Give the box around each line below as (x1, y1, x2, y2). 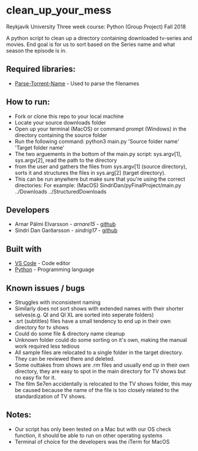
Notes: (6, 410, 31, 420)
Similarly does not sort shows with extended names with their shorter (14, 305, 184, 312)
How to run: (6, 97, 50, 107)
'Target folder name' (14, 144, 65, 151)
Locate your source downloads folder (14, 119, 106, 126)
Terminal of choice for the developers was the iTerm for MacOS (14, 438, 170, 445)
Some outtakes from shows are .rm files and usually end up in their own (14, 361, 190, 368)
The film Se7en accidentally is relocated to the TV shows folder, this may (14, 380, 192, 387)
